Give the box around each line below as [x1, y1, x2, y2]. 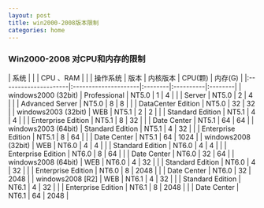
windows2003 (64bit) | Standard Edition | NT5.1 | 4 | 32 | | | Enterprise [8, 124, 236, 133]
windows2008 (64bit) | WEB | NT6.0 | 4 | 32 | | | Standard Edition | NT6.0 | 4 [8, 157, 256, 166]
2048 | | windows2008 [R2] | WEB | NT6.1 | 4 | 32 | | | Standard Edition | [8, 174, 242, 184]
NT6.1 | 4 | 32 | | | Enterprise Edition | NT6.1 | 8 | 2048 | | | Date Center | [8, 182, 240, 191]
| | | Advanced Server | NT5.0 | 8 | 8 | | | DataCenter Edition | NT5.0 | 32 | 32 [8, 98, 255, 108]
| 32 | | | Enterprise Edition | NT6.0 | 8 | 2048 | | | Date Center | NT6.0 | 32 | [8, 165, 251, 175]
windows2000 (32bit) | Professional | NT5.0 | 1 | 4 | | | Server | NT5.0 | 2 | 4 [8, 90, 254, 99]
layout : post [8, 11, 51, 20]
